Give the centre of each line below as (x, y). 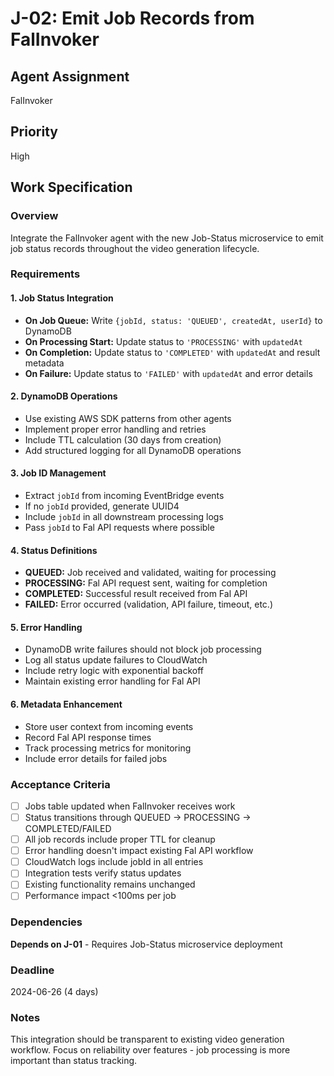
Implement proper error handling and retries (115, 429)
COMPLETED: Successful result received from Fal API (136, 594)
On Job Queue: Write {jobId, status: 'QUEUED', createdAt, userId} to (173, 320)
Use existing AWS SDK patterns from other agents (128, 418)
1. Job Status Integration (62, 298)
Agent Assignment (70, 76)
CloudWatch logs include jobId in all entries (114, 862)
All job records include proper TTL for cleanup (120, 839)
